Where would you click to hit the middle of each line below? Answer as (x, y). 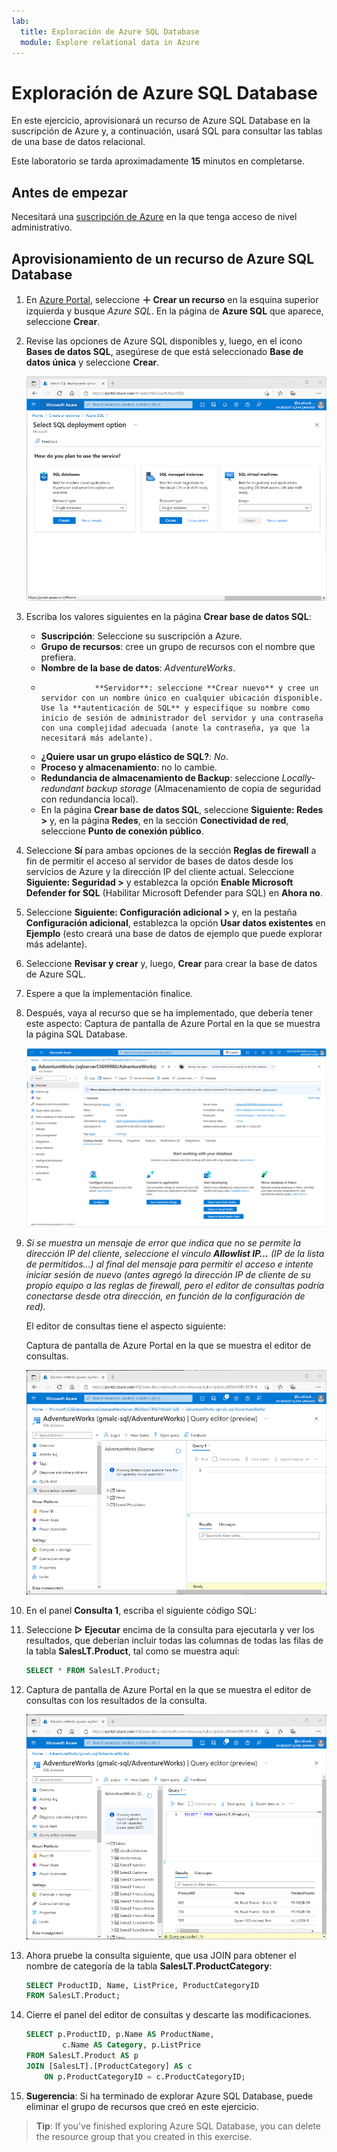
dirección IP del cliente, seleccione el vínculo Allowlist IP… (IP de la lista (175, 1253)
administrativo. (42, 227)
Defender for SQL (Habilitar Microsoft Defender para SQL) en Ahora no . (174, 893)
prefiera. (58, 657)
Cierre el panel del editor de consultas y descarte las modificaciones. (169, 2015)
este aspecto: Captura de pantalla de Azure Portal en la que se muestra (173, 1024)
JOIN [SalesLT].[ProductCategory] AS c (109, 2066)
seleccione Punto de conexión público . (122, 831)
